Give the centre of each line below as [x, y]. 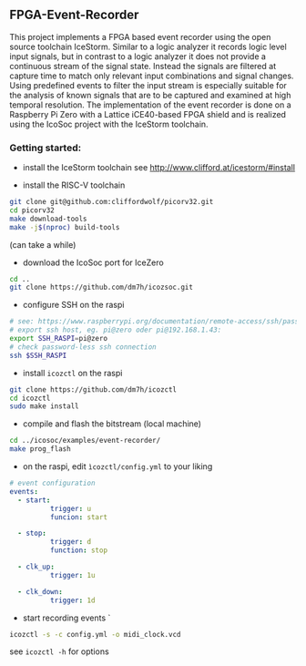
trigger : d [71, 542]
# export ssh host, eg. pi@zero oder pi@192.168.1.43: [116, 330]
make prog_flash [40, 449]
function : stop [78, 550]
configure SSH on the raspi [73, 305]
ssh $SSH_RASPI [38, 355]
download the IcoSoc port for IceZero [93, 262]
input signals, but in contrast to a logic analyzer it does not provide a [138, 56]
